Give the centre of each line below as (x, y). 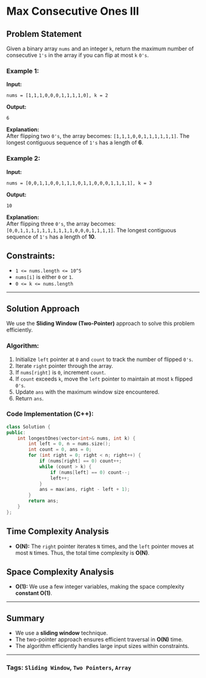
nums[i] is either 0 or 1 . (44, 277)
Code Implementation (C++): (50, 414)
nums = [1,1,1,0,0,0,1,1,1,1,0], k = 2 (57, 96)
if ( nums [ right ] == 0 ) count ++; (80, 461)
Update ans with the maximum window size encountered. (87, 392)
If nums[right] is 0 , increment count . (60, 372)
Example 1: (23, 70)
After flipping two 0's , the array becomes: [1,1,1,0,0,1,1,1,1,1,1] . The (98, 136)
